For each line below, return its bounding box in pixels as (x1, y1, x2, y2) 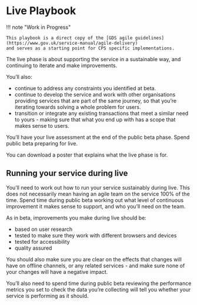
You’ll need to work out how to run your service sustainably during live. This (6, 184, 190, 191)
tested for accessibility (14, 238, 70, 245)
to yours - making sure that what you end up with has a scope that (14, 116, 176, 123)
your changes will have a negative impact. (6, 268, 108, 275)
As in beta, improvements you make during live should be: (6, 214, 147, 221)
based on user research (14, 226, 73, 233)
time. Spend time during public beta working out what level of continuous (6, 196, 184, 204)
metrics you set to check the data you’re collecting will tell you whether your (6, 286, 191, 293)
